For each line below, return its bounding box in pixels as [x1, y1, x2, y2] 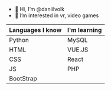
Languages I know [9, 26, 62, 34]
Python [9, 36, 30, 44]
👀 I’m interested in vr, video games [14, 12, 99, 19]
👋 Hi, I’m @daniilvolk [14, 6, 65, 12]
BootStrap [9, 75, 37, 82]
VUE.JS [67, 46, 89, 53]
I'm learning [67, 26, 102, 34]
